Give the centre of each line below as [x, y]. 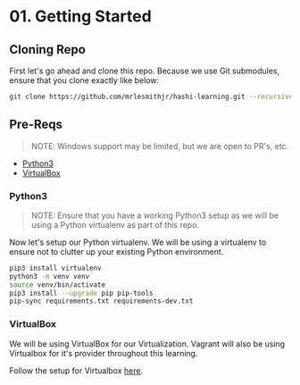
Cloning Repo [48, 50]
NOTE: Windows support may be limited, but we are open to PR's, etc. [160, 146]
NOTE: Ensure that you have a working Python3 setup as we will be [155, 215]
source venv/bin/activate [57, 285]
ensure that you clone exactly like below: [84, 80]
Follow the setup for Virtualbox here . [76, 370]
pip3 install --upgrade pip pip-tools [81, 293]
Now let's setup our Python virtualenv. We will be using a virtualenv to [138, 242]
